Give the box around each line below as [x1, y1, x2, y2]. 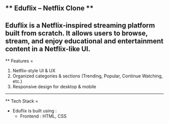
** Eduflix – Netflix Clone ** [5, 4, 94, 13]
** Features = [5, 58, 34, 64]
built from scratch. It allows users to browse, [5, 29, 148, 37]
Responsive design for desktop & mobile [12, 84, 97, 90]
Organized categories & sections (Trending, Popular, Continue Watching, [12, 73, 163, 79]
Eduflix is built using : [12, 108, 57, 114]
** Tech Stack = [5, 98, 39, 104]
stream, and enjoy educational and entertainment [5, 37, 163, 45]
